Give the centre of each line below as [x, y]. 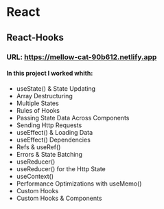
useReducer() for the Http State [61, 168]
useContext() [35, 176]
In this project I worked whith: [50, 74]
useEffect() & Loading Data [55, 132]
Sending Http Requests [49, 125]
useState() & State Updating [56, 88]
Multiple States [37, 103]
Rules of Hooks [38, 110]
